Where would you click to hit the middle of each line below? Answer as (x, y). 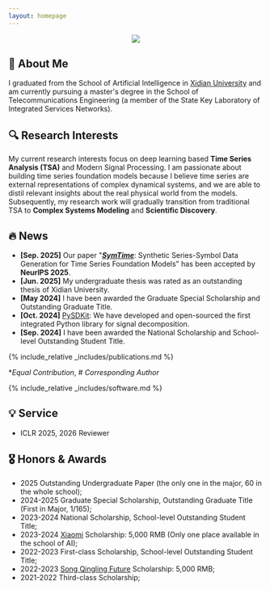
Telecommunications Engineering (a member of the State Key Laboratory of (134, 100)
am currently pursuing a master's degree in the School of (103, 92)
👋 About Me (38, 64)
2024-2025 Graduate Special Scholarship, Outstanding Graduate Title (136, 500)
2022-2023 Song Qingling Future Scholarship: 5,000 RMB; (118, 569)
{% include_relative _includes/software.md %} (86, 388)
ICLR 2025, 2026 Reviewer (65, 432)
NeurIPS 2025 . (45, 272)
